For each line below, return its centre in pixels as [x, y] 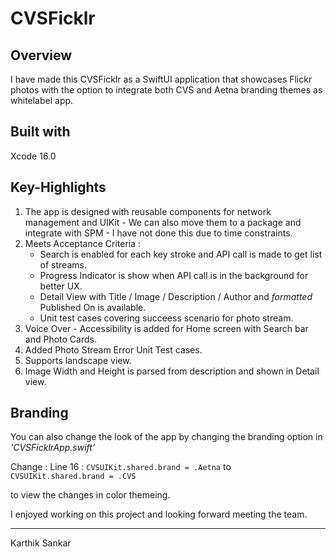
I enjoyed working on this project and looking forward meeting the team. [159, 514]
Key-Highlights [58, 187]
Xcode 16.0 [33, 156]
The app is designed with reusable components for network [148, 211]
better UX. [61, 286]
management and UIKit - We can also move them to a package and [163, 222]
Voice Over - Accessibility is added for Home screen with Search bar [166, 328]
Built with [40, 132]
